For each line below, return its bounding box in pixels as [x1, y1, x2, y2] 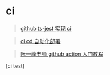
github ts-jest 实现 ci [20, 25, 72, 32]
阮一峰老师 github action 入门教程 [20, 50, 103, 58]
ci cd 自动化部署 [20, 37, 61, 44]
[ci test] [5, 62, 25, 70]
